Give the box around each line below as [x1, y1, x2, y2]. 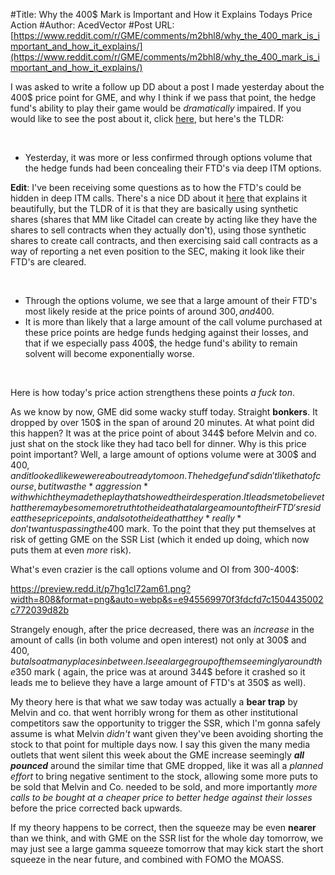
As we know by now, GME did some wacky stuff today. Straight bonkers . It [10, 406, 318, 418]
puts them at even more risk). [10, 544, 132, 556]
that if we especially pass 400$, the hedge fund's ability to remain [24, 337, 298, 349]
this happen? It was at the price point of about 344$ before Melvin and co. [10, 427, 318, 439]
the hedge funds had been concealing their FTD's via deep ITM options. [24, 162, 322, 174]
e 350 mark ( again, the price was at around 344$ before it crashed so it [10, 666, 306, 678]
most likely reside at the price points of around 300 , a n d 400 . [24, 305, 275, 317]
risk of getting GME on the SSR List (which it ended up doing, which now [10, 534, 310, 545]
